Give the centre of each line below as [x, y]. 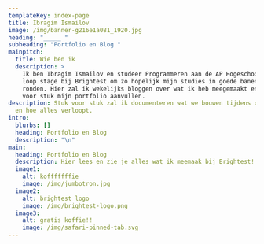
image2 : [28, 191]
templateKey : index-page [49, 15]
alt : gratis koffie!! [57, 220]
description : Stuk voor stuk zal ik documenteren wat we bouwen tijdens [130, 103]
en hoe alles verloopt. [54, 111]
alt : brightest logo [56, 198]
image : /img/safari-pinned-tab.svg [81, 228]
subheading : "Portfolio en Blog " [65, 45]
